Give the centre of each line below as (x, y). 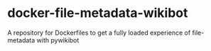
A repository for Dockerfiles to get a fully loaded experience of (99, 33)
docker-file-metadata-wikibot (98, 13)
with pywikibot (58, 40)
